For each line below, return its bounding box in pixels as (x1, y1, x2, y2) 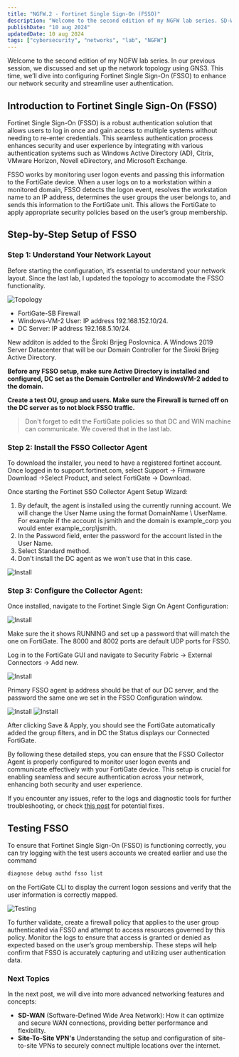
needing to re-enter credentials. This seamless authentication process (7, 133, 213, 142)
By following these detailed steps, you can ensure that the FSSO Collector (7, 750, 224, 759)
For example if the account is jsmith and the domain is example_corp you (17, 516, 232, 525)
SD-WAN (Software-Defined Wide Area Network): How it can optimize (17, 1011, 224, 1020)
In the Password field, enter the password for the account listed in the (17, 531, 223, 540)
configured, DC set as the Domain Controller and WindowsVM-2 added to (7, 374, 229, 383)
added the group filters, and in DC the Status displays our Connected (7, 729, 210, 737)
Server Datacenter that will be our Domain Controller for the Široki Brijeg (7, 345, 219, 354)
